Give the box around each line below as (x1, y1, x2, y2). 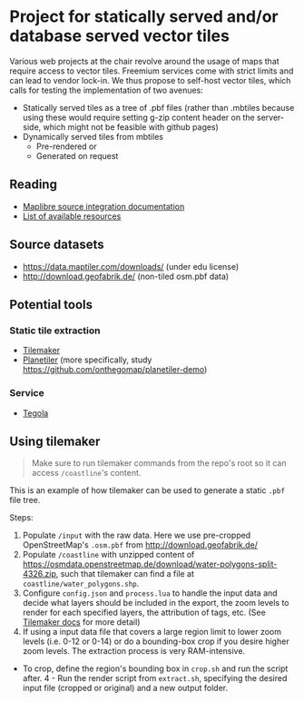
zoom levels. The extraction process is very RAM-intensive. (22, 646, 246, 657)
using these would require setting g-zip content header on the (22, 112, 256, 123)
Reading (9, 177, 57, 193)
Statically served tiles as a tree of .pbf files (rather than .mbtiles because (22, 102, 295, 113)
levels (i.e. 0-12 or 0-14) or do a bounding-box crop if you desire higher (22, 636, 289, 647)
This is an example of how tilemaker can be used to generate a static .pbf (9, 485, 286, 496)
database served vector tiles (9, 25, 230, 46)
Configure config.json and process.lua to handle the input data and (22, 588, 279, 598)
